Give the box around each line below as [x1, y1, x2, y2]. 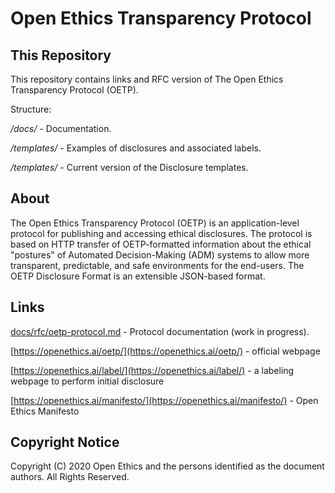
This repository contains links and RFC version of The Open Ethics [10, 73, 284, 85]
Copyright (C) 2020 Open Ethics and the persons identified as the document [10, 460, 325, 472]
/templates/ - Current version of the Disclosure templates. [10, 162, 249, 173]
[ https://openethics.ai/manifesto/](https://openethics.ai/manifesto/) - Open [10, 394, 319, 406]
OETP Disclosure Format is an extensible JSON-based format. [10, 270, 266, 282]
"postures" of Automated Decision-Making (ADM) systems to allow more [10, 248, 310, 261]
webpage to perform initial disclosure [10, 375, 165, 387]
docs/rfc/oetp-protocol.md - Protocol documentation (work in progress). [10, 325, 310, 337]
